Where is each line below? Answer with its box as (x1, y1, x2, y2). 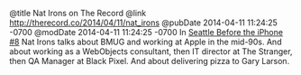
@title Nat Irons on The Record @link (9, 8, 147, 18)
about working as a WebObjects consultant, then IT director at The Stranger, (9, 46, 293, 57)
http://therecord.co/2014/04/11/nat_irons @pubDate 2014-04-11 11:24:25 (9, 17, 278, 28)
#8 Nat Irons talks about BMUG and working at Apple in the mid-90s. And (9, 36, 282, 47)
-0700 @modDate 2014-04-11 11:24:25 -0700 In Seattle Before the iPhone (9, 27, 284, 37)
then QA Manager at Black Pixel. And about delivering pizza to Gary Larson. (9, 56, 290, 66)
